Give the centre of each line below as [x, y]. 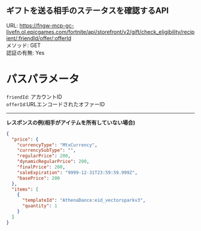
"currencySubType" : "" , [47, 150]
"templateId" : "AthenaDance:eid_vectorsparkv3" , [84, 201]
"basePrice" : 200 [39, 178]
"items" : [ [25, 189]
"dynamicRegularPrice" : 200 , [53, 162]
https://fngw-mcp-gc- [47, 25]
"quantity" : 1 [40, 206]
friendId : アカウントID [34, 97]
